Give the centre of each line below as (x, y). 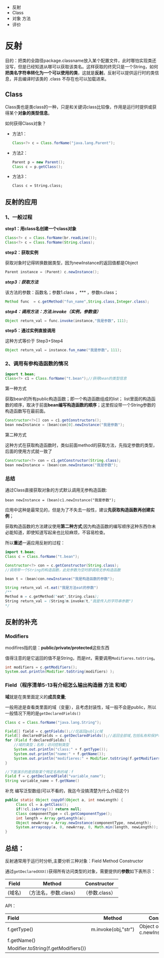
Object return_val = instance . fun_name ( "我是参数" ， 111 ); (63, 350)
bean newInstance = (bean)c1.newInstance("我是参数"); (61, 500)
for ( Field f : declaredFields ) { (38, 740)
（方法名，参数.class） (52, 893)
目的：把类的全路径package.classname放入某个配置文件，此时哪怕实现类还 (81, 61)
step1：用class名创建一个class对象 (41, 229)
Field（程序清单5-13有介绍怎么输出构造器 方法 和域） (68, 685)
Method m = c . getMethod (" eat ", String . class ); (52, 597)
